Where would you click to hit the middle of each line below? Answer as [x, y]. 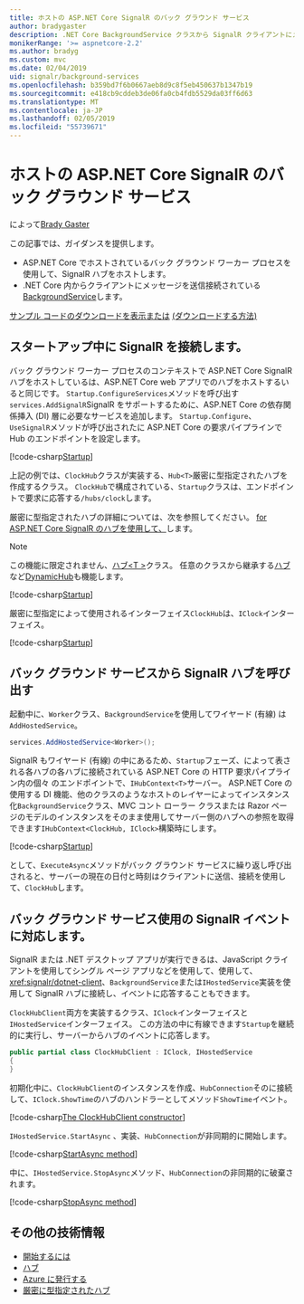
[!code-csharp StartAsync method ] [74, 1154]
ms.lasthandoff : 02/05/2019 [62, 119]
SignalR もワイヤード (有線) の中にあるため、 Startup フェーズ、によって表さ [150, 760]
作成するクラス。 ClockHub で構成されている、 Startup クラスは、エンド [140, 486]
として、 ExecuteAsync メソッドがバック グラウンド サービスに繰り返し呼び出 [151, 865]
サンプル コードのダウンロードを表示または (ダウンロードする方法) [133, 315]
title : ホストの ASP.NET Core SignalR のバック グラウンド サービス [130, 18]
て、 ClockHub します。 [49, 888]
